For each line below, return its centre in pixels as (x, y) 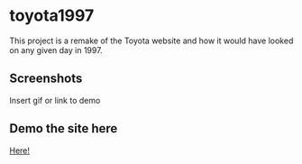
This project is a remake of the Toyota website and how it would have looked (151, 41)
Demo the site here (64, 128)
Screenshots (46, 79)
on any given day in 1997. (56, 50)
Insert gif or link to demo (55, 100)
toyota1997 (52, 16)
